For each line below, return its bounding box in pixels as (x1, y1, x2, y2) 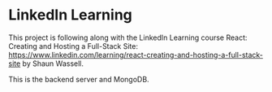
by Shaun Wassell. (22, 59, 84, 68)
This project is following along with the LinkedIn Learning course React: (8, 33, 248, 42)
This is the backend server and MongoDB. (8, 74, 149, 84)
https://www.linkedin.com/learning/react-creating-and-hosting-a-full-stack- (8, 50, 264, 59)
